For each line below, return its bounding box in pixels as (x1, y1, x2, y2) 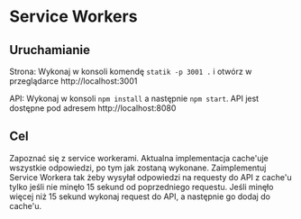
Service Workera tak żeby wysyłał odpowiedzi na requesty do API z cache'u (9, 171, 292, 182)
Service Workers (9, 6, 138, 27)
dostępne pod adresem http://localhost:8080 (9, 103, 177, 114)
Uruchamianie (9, 42, 90, 58)
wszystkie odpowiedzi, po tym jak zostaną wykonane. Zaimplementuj (9, 162, 267, 173)
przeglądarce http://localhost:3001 (9, 76, 138, 87)
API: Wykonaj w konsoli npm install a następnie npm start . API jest (9, 93, 260, 104)
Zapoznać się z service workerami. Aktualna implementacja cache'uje (9, 152, 269, 163)
